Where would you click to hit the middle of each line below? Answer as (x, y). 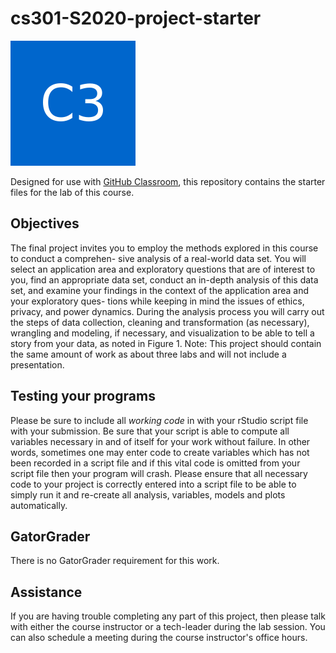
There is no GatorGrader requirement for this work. (115, 561)
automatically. (39, 505)
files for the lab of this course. (72, 192)
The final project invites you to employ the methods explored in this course (164, 248)
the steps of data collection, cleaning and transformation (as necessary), (160, 322)
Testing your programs (83, 396)
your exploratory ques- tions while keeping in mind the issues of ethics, (157, 301)
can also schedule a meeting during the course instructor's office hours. (159, 638)
